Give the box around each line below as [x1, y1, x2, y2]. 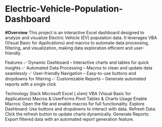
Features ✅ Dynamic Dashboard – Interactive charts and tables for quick [5, 59, 149, 65]
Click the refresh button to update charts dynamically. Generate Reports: [5, 111, 150, 117]
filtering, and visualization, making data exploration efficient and [5, 45, 133, 51]
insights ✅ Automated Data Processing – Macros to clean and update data [5, 65, 152, 71]
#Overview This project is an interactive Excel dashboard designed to [5, 29, 145, 35]
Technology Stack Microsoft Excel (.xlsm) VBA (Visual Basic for [5, 90, 132, 96]
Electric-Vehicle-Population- [5, 3, 123, 14]
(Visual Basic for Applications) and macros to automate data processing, [5, 40, 149, 45]
